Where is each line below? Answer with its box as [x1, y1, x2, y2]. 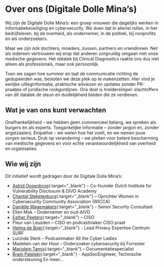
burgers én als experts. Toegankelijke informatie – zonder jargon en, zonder [5, 124, 159, 130]
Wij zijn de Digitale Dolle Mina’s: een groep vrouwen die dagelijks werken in [5, 20, 159, 26]
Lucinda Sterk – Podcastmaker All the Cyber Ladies [12, 235, 117, 241]
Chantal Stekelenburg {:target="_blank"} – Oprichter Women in [12, 193, 139, 199]
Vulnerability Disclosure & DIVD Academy [12, 188, 97, 194]
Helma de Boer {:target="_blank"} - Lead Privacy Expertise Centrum [12, 224, 150, 231]
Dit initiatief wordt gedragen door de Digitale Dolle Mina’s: [5, 173, 123, 179]
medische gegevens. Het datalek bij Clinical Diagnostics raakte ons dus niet [5, 55, 160, 61]
